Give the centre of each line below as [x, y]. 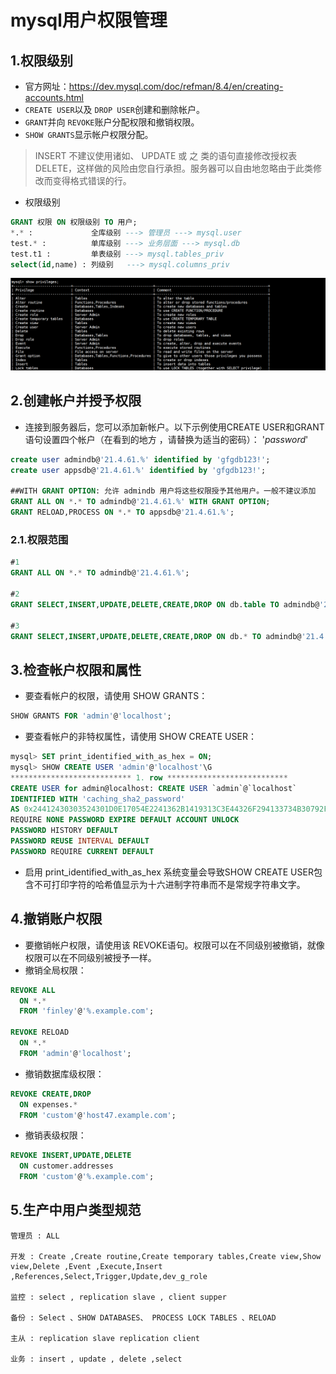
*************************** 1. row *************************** [149, 777]
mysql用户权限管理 [89, 20]
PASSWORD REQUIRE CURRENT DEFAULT [82, 851]
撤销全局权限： [55, 970]
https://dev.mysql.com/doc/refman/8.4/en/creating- [176, 86]
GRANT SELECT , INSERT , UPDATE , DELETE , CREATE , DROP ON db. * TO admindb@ [156, 636]
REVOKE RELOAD [40, 1032]
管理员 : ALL [35, 1236]
